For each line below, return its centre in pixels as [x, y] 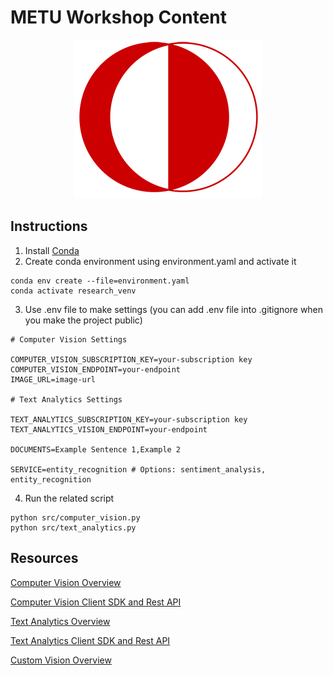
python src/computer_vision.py [75, 517]
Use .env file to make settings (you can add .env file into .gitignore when [174, 309]
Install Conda [52, 250]
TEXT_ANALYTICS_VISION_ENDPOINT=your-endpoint [109, 429]
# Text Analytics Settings [66, 399]
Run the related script [69, 498]
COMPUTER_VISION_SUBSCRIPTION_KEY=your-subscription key [131, 359]
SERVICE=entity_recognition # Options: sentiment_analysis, [138, 469]
